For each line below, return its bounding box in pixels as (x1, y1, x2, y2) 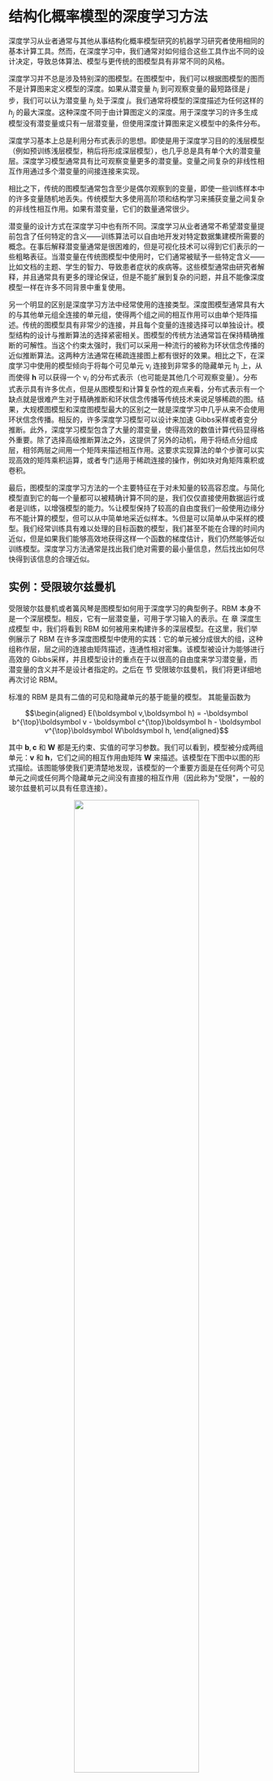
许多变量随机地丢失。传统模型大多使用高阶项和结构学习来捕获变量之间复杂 (15, 194, 265, 204)
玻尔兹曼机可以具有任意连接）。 (8, 783, 112, 792)
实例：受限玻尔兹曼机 (8, 580, 115, 594)
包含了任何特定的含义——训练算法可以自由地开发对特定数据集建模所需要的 (15, 231, 265, 241)
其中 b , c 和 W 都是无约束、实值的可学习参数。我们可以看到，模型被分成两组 (8, 742, 264, 752)
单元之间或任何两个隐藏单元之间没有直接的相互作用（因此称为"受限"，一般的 (8, 773, 265, 783)
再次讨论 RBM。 (8, 674, 63, 684)
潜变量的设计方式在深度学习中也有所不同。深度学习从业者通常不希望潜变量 (8, 222, 258, 231)
